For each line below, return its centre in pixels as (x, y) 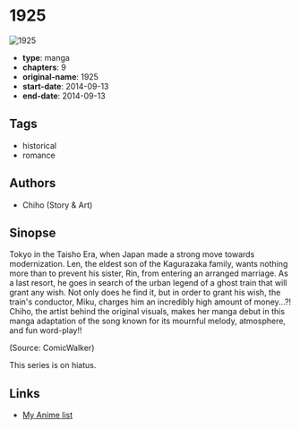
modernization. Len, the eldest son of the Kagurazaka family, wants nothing (149, 264)
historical (39, 145)
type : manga (46, 57)
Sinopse (33, 232)
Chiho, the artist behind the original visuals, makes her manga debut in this (147, 312)
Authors (33, 183)
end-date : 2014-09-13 (64, 96)
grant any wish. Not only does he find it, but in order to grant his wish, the (145, 293)
